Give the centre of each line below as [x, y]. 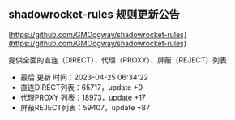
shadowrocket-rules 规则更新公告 [94, 15]
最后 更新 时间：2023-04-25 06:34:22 [84, 77]
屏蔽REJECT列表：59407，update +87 [85, 107]
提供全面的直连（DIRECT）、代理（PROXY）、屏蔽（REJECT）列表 [117, 60]
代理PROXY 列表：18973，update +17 [83, 97]
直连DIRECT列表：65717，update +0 [81, 87]
